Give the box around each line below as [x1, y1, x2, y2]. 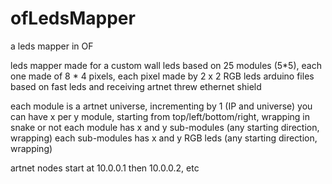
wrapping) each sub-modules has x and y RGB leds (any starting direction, [10, 132, 318, 144]
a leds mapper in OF [10, 40, 94, 52]
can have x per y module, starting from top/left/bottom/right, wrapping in [10, 110, 310, 122]
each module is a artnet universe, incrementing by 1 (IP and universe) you [10, 100, 313, 112]
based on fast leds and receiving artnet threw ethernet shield [10, 80, 262, 92]
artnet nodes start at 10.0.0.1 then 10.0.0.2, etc [10, 162, 200, 174]
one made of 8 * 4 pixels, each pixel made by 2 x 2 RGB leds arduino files [10, 70, 315, 82]
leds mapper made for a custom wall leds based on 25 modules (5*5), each [10, 59, 322, 71]
